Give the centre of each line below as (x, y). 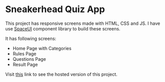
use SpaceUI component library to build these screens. (63, 28)
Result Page (25, 64)
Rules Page (24, 54)
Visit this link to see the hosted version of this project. (61, 74)
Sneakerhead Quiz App (55, 9)
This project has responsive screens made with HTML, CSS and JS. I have (83, 23)
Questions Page (29, 59)
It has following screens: (31, 38)
